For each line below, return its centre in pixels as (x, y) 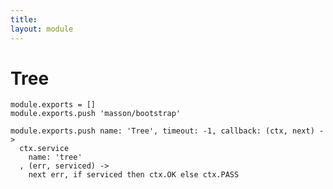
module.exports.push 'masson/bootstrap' (96, 114)
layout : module (42, 29)
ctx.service (44, 149)
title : (24, 19)
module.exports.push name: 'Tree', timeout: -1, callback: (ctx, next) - (167, 131)
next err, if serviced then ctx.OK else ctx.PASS (134, 175)
